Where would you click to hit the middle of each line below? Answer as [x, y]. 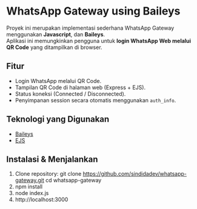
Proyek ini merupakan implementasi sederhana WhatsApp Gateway [90, 28]
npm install [29, 187]
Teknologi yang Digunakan [58, 119]
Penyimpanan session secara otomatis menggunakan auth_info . [95, 100]
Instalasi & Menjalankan [52, 159]
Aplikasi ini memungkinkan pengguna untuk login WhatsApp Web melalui [99, 41]
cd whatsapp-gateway [73, 181]
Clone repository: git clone [48, 174]
